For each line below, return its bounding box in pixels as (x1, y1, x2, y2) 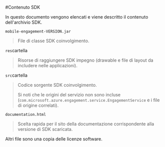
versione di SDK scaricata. (17, 126, 73, 132)
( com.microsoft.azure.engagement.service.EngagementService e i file (17, 97, 160, 103)
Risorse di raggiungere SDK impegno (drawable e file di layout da (17, 57, 154, 63)
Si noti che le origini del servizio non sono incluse (17, 92, 121, 97)
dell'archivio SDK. (5, 20, 42, 25)
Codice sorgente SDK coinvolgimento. (17, 82, 97, 88)
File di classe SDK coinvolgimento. (17, 38, 90, 44)
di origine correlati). (17, 102, 59, 108)
